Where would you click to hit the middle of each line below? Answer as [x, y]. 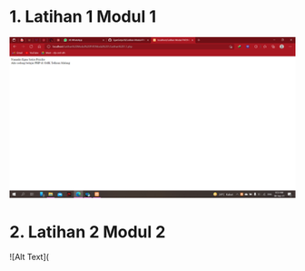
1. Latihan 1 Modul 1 [83, 17]
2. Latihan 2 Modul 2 [88, 231]
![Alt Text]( [30, 257]
